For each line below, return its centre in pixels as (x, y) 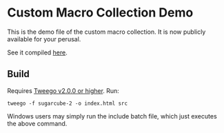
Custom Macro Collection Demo (100, 13)
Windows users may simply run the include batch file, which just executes (112, 116)
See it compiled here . (37, 52)
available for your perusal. (44, 39)
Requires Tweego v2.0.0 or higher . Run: (63, 90)
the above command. (37, 123)
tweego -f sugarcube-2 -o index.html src (68, 103)
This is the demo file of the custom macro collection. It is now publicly (106, 32)
